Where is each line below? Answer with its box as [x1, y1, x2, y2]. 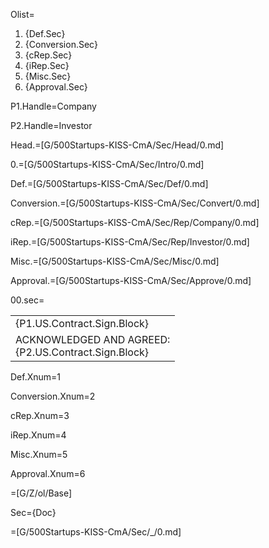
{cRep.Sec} [24, 49, 73, 61]
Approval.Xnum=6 [10, 468, 86, 479]
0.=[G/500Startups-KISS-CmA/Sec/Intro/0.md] [10, 159, 205, 170]
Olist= [10, 9, 35, 20]
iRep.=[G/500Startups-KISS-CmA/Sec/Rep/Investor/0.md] [10, 236, 250, 248]
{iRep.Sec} [24, 60, 70, 71]
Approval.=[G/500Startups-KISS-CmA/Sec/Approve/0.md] [10, 275, 252, 286]
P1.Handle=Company [10, 100, 97, 112]
